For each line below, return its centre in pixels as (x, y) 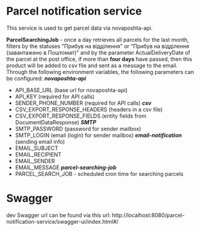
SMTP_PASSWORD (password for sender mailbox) (78, 129)
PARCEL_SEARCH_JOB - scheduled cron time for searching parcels (99, 173)
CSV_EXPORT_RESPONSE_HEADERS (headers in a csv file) (89, 109)
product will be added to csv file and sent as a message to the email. (92, 65)
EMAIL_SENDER (35, 161)
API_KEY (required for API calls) (55, 96)
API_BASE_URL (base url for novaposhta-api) (71, 90)
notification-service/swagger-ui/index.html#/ (62, 221)
